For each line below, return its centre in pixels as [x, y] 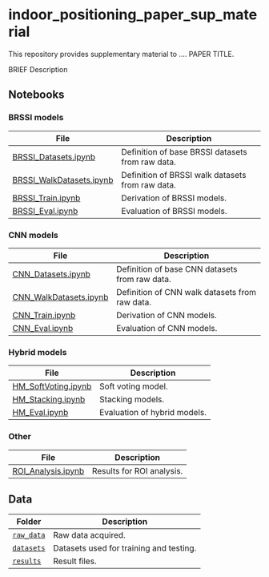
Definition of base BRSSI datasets [185, 151]
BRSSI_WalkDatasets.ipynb [63, 180]
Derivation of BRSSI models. [174, 198]
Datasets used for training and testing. [125, 548]
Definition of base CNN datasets [177, 268]
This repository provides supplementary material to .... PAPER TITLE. [121, 54]
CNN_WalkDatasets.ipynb [60, 297]
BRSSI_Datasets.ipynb [54, 156]
